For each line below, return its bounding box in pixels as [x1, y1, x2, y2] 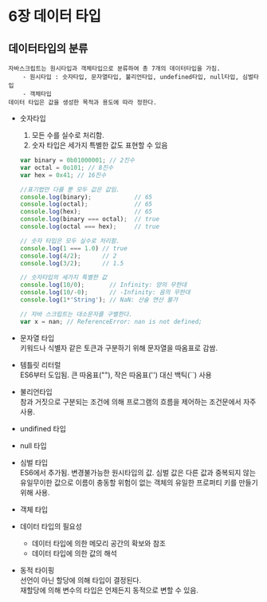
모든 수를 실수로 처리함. [31, 131, 105, 140]
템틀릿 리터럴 [19, 360, 61, 369]
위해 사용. [19, 487, 50, 497]
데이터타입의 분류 [8, 41, 88, 55]
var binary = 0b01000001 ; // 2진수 [19, 156, 135, 164]
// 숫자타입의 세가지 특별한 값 [19, 273, 108, 281]
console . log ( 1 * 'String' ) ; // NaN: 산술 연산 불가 [19, 296, 179, 304]
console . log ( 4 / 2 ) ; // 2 [19, 252, 117, 260]
